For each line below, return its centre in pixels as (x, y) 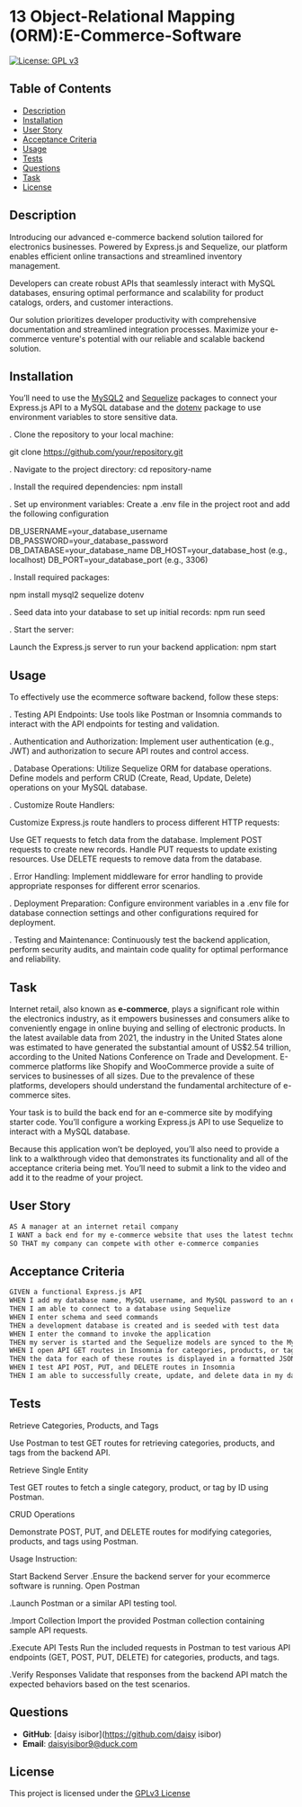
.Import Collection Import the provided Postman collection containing (137, 1620)
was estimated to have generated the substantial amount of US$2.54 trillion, (151, 1047)
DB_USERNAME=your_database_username (89, 532)
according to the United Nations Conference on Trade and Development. (144, 1057)
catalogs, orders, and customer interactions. (91, 302)
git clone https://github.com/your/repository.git (96, 452)
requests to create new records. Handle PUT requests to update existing (143, 850)
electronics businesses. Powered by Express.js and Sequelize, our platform (148, 246)
